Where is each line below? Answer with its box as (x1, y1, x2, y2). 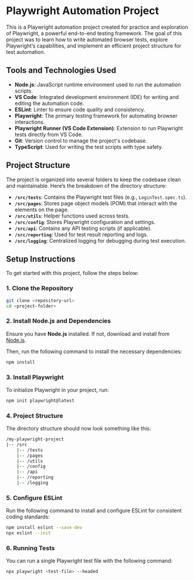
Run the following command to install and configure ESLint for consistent (6, 507, 182, 514)
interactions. (14, 118, 45, 126)
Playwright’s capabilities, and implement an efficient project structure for (6, 42, 182, 49)
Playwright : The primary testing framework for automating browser (14, 112, 178, 119)
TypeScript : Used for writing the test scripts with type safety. (14, 143, 163, 150)
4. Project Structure (6, 412, 63, 420)
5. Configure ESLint (6, 494, 63, 502)
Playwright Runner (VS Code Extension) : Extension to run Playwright (14, 124, 183, 131)
